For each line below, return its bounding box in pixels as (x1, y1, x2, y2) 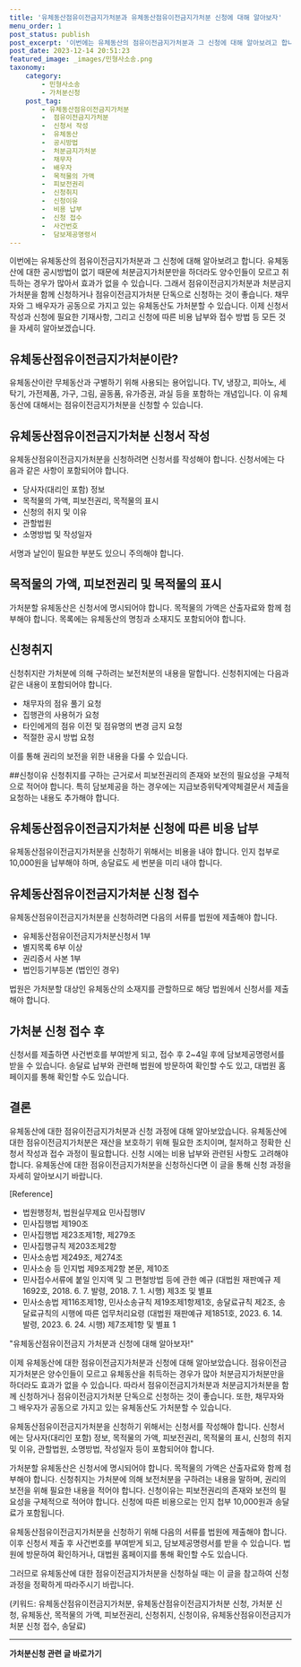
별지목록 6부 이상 (21, 942, 83, 953)
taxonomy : (9, 64, 47, 73)
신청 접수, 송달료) (25, 1620, 87, 1631)
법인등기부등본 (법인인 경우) (21, 965, 120, 976)
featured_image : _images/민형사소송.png (9, 55, 153, 64)
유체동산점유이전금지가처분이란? (9, 352, 179, 367)
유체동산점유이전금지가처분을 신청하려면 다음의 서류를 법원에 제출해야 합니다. (9, 912, 278, 923)
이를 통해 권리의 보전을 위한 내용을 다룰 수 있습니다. (9, 751, 188, 761)
